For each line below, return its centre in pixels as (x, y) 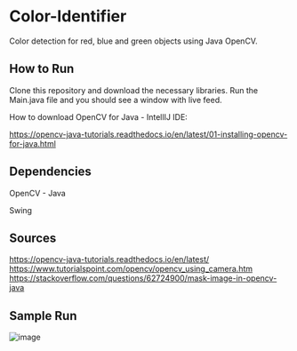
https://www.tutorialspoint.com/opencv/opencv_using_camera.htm (131, 269)
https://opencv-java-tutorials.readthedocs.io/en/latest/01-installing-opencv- (148, 134)
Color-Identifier (68, 16)
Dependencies (50, 172)
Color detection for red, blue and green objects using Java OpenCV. (133, 41)
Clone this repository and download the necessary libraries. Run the (134, 90)
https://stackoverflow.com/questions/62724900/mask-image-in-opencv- (143, 278)
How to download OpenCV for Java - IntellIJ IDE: (99, 116)
